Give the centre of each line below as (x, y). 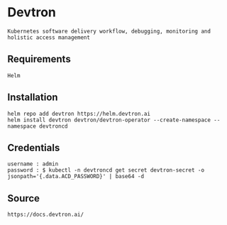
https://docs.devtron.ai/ (45, 215)
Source (24, 198)
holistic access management (49, 37)
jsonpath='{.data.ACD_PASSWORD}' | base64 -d (76, 177)
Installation (33, 98)
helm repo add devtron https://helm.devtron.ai (79, 114)
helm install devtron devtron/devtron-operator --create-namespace (109, 120)
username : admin (33, 164)
